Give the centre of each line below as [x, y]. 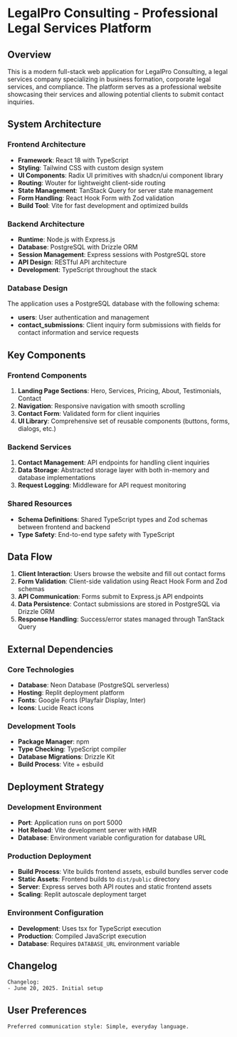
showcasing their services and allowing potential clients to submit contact [116, 94]
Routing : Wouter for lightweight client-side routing [91, 182]
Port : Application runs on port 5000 [70, 823]
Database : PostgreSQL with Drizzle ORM [78, 246]
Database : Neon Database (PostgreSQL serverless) [93, 685]
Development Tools [42, 726]
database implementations [57, 478]
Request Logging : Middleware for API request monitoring [102, 485]
